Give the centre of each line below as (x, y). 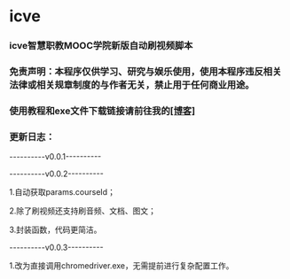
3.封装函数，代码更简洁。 (55, 230)
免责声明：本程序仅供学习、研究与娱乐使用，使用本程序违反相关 (145, 72)
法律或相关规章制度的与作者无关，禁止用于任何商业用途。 (132, 85)
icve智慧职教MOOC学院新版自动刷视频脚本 (101, 46)
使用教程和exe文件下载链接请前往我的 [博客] (102, 111)
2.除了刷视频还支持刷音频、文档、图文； (83, 211)
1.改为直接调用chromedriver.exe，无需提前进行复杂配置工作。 (121, 266)
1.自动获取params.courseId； (62, 192)
